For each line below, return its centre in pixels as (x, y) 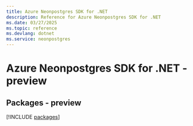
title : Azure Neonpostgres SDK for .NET (57, 12)
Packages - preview (44, 103)
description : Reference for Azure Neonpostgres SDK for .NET (84, 17)
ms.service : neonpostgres (38, 39)
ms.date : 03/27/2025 (32, 22)
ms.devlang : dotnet (30, 34)
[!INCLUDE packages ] (33, 117)
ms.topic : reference (32, 28)
